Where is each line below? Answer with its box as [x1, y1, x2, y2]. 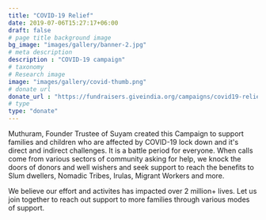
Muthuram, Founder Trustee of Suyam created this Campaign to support [8, 129, 244, 138]
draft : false [8, 26, 51, 34]
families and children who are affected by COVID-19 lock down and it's [8, 138, 239, 146]
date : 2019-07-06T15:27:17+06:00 [8, 19, 119, 27]
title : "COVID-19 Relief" [8, 11, 93, 20]
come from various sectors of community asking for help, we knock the [8, 154, 241, 163]
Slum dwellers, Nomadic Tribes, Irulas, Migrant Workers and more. [8, 171, 225, 180]
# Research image [8, 70, 66, 78]
